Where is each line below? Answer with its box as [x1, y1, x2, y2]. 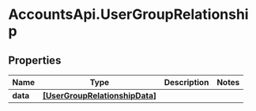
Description [164, 77, 209, 87]
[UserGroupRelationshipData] [42, 91, 156, 101]
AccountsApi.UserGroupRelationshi [8, 6, 249, 24]
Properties [8, 54, 62, 67]
